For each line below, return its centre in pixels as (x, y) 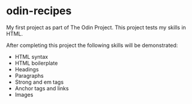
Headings (27, 69)
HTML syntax (31, 56)
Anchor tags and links (42, 88)
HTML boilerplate (36, 63)
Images (24, 94)
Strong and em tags (39, 82)
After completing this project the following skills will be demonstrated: (92, 45)
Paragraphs (29, 75)
